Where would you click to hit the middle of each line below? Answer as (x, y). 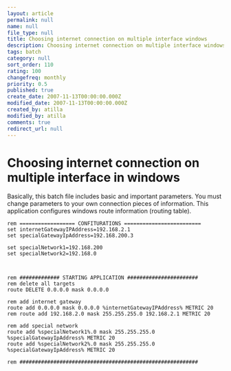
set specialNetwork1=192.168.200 (55, 248)
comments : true (29, 122)
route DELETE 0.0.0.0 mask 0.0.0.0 (58, 290)
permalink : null (30, 20)
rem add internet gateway (44, 302)
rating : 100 (24, 71)
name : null (23, 26)
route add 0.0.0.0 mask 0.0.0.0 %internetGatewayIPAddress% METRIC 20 (110, 308)
